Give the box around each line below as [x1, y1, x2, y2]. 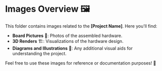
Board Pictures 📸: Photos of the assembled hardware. [12, 33, 122, 38]
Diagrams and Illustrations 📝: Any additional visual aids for [12, 45, 133, 51]
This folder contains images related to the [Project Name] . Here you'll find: [5, 23, 158, 29]
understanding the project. [12, 50, 67, 56]
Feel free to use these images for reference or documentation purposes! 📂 [5, 60, 157, 66]
